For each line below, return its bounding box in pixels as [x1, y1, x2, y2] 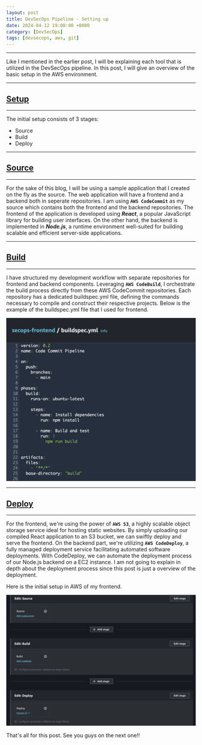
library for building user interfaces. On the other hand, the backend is [6, 216, 178, 224]
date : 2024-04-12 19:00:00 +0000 [6, 22, 90, 28]
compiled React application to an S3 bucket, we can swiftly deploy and [6, 533, 182, 540]
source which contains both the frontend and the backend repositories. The [6, 203, 194, 210]
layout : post [6, 10, 39, 16]
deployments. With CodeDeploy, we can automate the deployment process [6, 552, 192, 559]
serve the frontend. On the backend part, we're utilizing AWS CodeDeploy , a [6, 539, 189, 547]
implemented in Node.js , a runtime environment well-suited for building [6, 222, 183, 230]
